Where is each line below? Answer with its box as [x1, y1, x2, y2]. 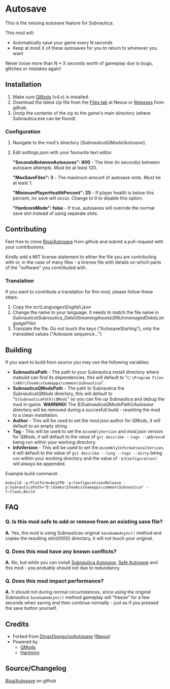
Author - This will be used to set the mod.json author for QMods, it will [12, 417, 161, 423]
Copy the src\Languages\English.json [12, 304, 91, 310]
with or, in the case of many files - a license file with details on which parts [5, 259, 161, 265]
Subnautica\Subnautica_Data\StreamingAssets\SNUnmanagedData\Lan [12, 315, 164, 321]
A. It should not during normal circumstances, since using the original [5, 589, 151, 595]
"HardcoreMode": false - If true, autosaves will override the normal [12, 205, 155, 211]
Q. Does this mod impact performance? [5, 577, 104, 584]
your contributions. [5, 244, 45, 250]
